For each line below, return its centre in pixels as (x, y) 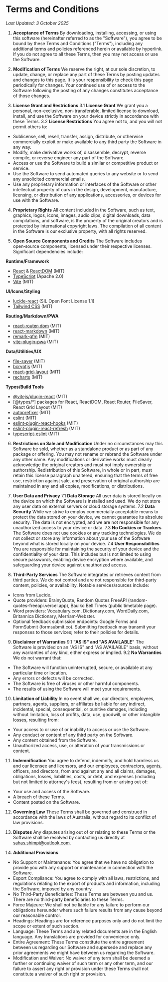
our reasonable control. (37, 915)
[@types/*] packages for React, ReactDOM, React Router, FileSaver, (83, 402)
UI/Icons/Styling (23, 291)
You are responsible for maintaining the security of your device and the (86, 549)
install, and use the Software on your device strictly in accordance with (86, 116)
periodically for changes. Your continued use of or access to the (79, 85)
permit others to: (30, 127)
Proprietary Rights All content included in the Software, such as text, (84, 210)
